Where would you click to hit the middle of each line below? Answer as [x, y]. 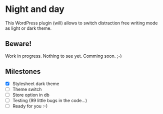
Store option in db [31, 95]
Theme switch [27, 89]
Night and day [35, 9]
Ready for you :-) [30, 106]
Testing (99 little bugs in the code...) [50, 100]
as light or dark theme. [28, 28]
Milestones [23, 71]
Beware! [18, 44]
